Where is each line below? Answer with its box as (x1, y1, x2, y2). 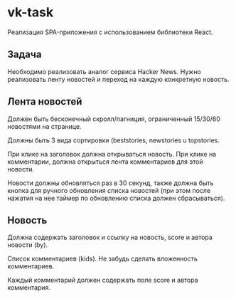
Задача (7, 48, 42, 61)
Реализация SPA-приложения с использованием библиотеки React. (7, 28, 213, 36)
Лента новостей (7, 95, 82, 107)
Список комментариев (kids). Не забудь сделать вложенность (7, 254, 198, 263)
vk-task (7, 4, 54, 21)
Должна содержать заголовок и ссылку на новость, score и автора (7, 233, 213, 242)
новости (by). (7, 241, 48, 249)
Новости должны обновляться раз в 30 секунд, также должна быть (7, 179, 214, 187)
